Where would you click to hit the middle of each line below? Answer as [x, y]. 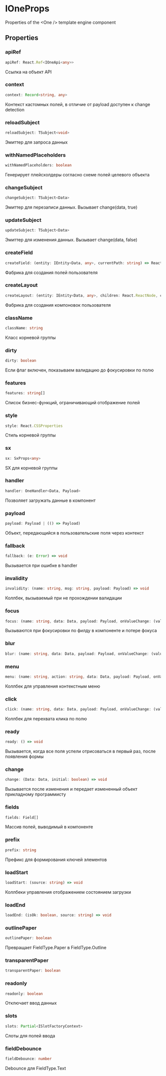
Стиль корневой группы [30, 435]
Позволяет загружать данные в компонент [50, 500]
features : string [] [25, 393]
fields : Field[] [22, 817]
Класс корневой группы [30, 337]
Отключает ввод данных [31, 1003]
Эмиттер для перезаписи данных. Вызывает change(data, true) [71, 207]
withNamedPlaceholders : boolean [38, 165]
